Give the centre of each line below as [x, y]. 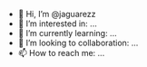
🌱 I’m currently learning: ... [67, 33]
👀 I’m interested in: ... [57, 24]
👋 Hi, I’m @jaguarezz [57, 14]
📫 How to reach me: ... [61, 53]
